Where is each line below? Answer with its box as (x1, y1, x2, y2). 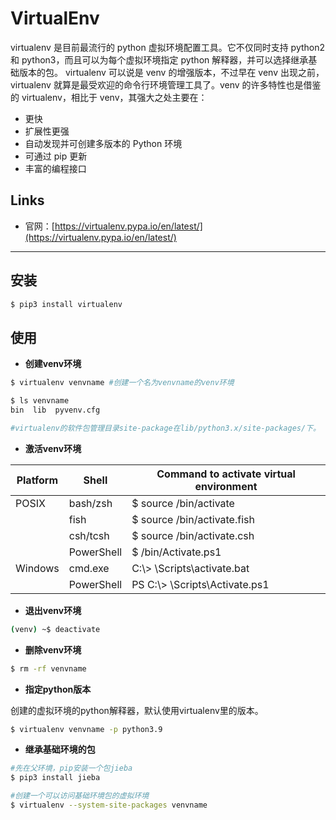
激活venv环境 (24, 442, 82, 454)
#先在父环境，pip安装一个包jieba (10, 763, 133, 774)
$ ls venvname (10, 396, 70, 406)
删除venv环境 (24, 643, 82, 656)
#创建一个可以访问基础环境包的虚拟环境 (10, 791, 150, 801)
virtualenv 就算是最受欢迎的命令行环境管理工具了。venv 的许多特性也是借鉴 (10, 78, 322, 91)
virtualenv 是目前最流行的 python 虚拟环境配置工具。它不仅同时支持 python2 (10, 41, 326, 53)
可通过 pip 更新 (24, 150, 88, 162)
